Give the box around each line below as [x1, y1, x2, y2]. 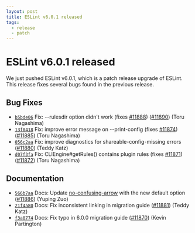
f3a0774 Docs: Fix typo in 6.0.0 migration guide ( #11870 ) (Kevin [14, 214, 166, 221]
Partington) [14, 220, 42, 227]
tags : [6, 19, 19, 25]
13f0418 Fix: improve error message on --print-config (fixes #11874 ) [14, 126, 178, 133]
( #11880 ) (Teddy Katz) [14, 144, 69, 151]
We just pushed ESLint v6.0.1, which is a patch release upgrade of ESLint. [6, 75, 183, 82]
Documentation [6, 173, 64, 184]
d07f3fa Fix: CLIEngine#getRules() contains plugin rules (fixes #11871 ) [14, 150, 183, 158]
